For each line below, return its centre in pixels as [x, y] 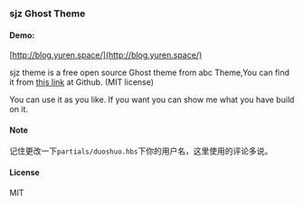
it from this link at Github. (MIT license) [82, 82]
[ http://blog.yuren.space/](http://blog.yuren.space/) [106, 55]
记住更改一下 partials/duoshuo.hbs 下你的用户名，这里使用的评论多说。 [141, 151]
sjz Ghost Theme [47, 14]
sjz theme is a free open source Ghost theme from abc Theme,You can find [150, 73]
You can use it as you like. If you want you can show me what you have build [152, 100]
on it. [19, 109]
